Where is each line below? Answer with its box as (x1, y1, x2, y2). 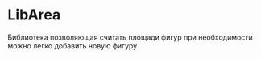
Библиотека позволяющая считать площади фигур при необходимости (7, 32, 253, 42)
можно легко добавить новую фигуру (7, 40, 138, 50)
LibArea (7, 6, 61, 24)
